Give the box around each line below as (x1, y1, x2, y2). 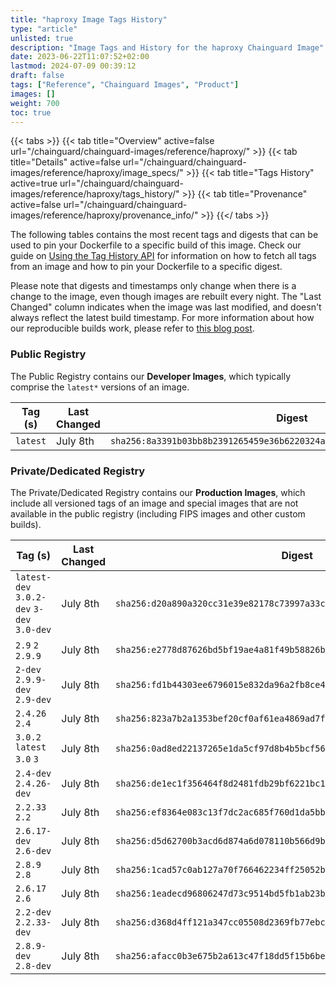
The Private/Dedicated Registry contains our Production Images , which (10, 486, 306, 498)
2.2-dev (15, 906, 52, 918)
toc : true (10, 107, 52, 118)
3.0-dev (15, 624, 52, 635)
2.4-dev (15, 767, 52, 779)
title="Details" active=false (10, 156, 121, 168)
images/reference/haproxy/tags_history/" (10, 188, 180, 200)
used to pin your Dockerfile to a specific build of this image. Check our (10, 239, 302, 251)
